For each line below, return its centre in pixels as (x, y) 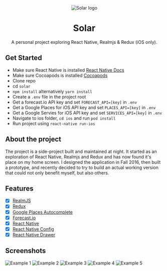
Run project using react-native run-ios (54, 123)
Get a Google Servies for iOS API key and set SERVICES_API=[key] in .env (87, 113)
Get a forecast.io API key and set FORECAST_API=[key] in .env (74, 102)
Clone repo (24, 80)
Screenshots (26, 251)
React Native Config (33, 229)
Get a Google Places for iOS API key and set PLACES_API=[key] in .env (84, 107)
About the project (33, 140)
